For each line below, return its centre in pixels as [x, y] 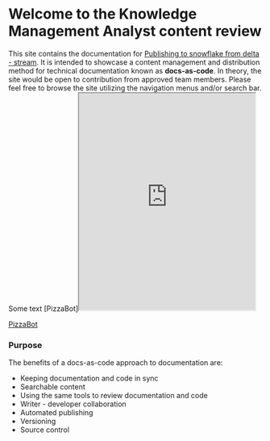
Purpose [25, 345]
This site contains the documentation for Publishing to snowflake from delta [134, 53]
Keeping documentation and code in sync [89, 378]
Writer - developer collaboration [73, 404]
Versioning [38, 422]
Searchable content [53, 387]
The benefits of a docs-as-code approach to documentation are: [116, 363]
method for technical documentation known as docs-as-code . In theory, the [135, 70]
